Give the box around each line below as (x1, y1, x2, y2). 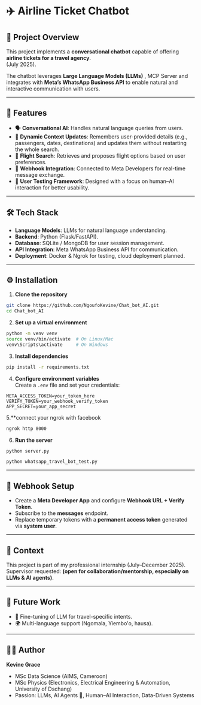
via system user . (14, 522, 57, 530)
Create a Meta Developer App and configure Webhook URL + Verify (14, 497, 185, 504)
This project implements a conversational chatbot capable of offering (6, 48, 179, 55)
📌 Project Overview (6, 32, 80, 42)
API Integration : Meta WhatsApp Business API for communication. (14, 246, 179, 253)
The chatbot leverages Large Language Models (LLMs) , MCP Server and (6, 73, 188, 79)
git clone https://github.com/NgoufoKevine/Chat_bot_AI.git (6, 303, 160, 309)
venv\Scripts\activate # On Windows (6, 342, 109, 348)
